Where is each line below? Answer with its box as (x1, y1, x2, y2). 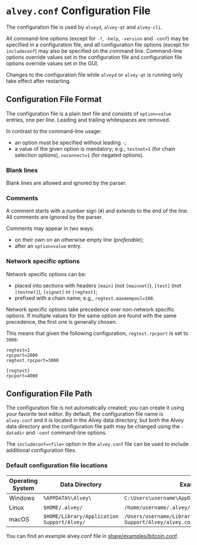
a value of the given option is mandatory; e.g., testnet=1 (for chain (14, 145, 176, 152)
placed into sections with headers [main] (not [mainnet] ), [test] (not (14, 282, 182, 289)
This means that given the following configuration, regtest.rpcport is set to (6, 330, 189, 337)
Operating (9, 476, 38, 485)
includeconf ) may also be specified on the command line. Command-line (6, 47, 182, 54)
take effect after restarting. (6, 77, 72, 84)
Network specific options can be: (6, 270, 87, 277)
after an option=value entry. (14, 242, 82, 250)
